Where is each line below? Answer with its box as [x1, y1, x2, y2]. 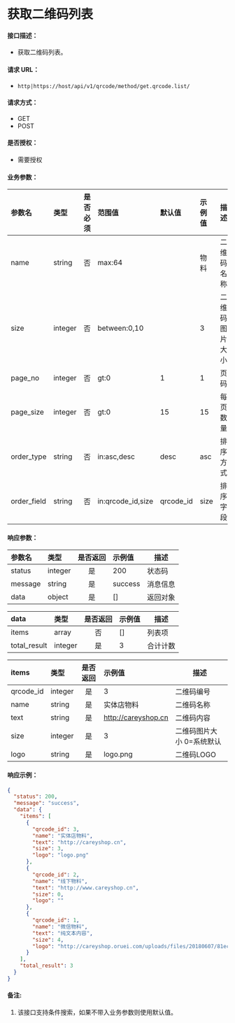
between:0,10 [97, 323, 144, 333]
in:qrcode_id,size [97, 496, 154, 506]
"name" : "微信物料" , [32, 923, 88, 930]
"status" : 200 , [13, 793, 58, 801]
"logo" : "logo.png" [32, 852, 90, 859]
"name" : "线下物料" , [32, 878, 88, 885]
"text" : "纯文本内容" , [32, 929, 93, 937]
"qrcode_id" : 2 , [32, 871, 80, 878]
